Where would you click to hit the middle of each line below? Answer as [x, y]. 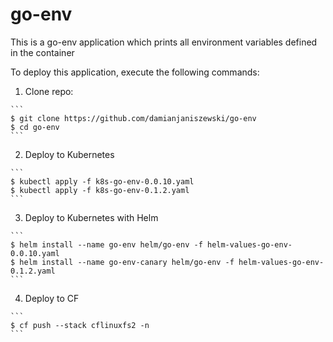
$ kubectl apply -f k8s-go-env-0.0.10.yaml [102, 181]
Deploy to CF [52, 298]
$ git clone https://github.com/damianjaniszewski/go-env [133, 118]
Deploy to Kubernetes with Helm [91, 217]
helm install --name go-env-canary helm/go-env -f [127, 262]
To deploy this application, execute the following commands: [135, 72]
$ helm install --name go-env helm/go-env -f [106, 244]
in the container [42, 52]
